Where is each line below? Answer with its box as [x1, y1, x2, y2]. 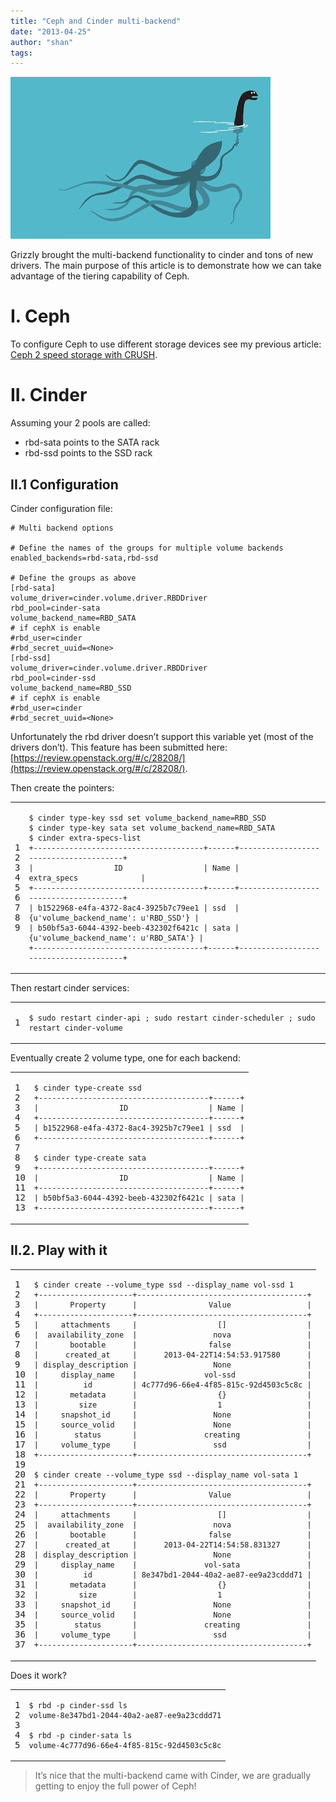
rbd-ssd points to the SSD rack [24, 447, 153, 459]
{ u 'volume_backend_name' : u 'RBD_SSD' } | [28, 913, 200, 923]
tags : [10, 48, 33, 58]
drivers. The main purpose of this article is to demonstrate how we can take [10, 260, 322, 272]
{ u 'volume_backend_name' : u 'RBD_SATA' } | [28, 933, 204, 943]
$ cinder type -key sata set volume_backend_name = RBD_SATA [28, 823, 276, 833]
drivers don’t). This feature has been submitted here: [10, 741, 228, 753]
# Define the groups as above [10, 573, 137, 583]
